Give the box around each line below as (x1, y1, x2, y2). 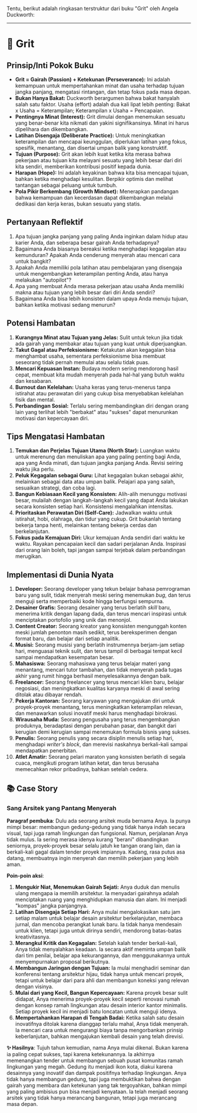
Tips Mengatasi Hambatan (6, 431, 105, 441)
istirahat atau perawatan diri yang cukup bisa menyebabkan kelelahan (15, 389, 184, 397)
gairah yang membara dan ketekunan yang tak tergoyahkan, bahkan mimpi (6, 1081, 187, 1088)
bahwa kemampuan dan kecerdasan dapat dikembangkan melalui (15, 194, 174, 201)
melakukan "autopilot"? (15, 276, 72, 283)
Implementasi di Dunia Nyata (6, 570, 114, 580)
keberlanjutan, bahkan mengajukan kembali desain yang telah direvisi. (15, 1033, 184, 1040)
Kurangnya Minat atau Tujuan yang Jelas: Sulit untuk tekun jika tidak (15, 334, 183, 341)
